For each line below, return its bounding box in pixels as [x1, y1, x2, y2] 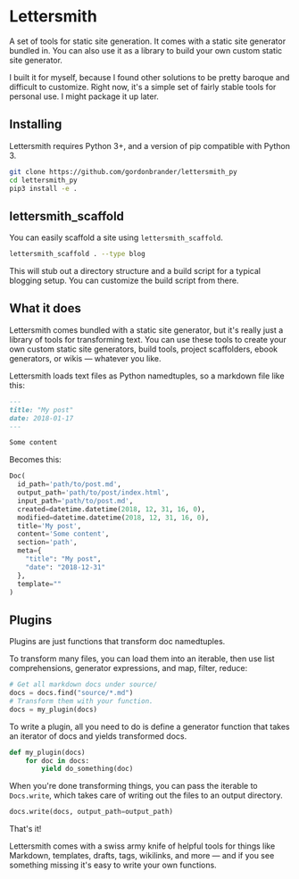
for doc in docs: [25, 756, 90, 765]
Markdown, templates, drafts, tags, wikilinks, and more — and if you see [9, 850, 275, 861]
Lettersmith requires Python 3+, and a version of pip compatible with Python [9, 140, 290, 151]
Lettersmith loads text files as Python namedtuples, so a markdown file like [9, 370, 285, 381]
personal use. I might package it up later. [9, 91, 159, 102]
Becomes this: [9, 454, 62, 465]
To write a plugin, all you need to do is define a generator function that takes [9, 721, 290, 732]
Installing [9, 117, 62, 132]
